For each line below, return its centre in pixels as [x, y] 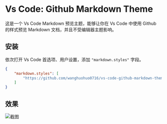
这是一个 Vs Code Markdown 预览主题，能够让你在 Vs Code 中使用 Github [81, 23]
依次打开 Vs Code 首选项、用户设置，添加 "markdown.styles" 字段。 [75, 59]
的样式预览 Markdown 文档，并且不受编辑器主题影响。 [61, 29]
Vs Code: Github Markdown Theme [79, 9]
